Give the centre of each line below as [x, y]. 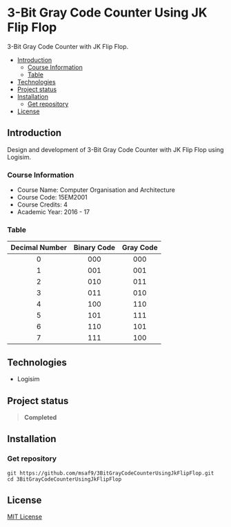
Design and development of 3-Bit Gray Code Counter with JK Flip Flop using [115, 149]
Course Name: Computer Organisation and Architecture [96, 190]
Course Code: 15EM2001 [52, 198]
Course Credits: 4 [42, 204]
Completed [40, 417]
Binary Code [94, 248]
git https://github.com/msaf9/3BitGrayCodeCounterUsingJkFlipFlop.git [111, 473]
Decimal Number [39, 248]
